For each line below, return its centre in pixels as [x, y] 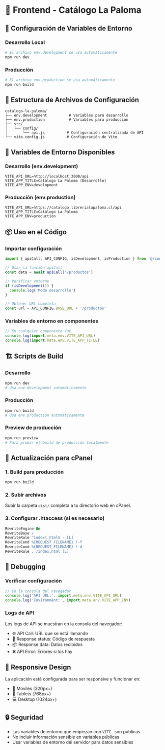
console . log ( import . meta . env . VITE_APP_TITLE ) [52, 340]
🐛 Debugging [25, 567]
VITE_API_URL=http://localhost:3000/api [47, 177]
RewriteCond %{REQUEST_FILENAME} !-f [44, 542]
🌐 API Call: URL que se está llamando [50, 633]
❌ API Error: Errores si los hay [42, 651]
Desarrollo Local [25, 42]
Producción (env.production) [41, 198]
